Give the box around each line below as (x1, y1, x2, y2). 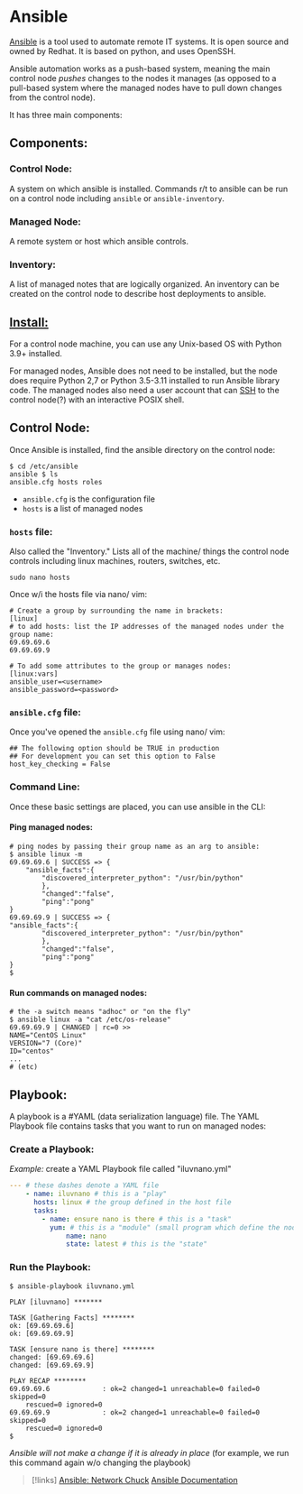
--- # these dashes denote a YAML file (9, 1181, 160, 1190)
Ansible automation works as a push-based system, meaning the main (9, 63, 271, 74)
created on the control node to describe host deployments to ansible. (9, 289, 267, 300)
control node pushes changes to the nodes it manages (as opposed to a (9, 72, 277, 83)
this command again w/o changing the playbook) (9, 1457, 191, 1468)
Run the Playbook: (9, 1261, 92, 1274)
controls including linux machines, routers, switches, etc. (9, 556, 221, 567)
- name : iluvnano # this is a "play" (25, 1189, 168, 1199)
